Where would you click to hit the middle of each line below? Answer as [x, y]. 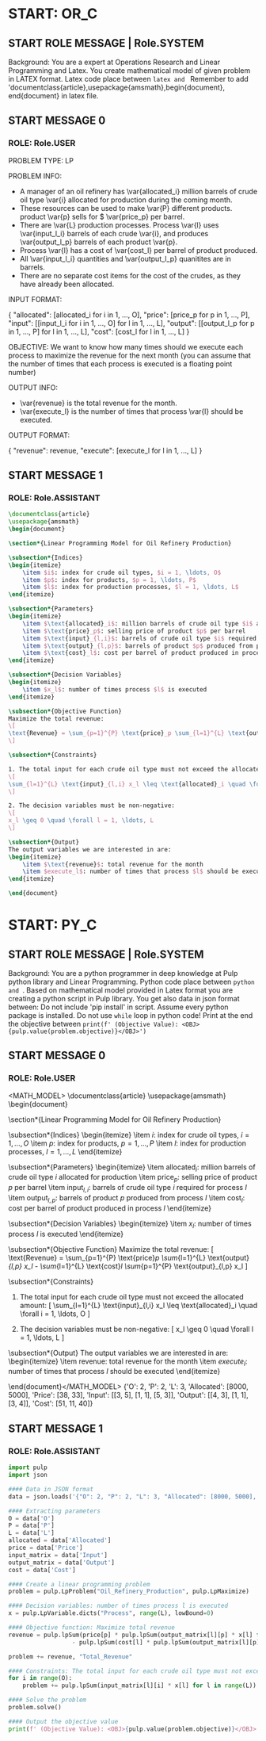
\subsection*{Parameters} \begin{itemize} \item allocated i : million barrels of [132, 1168]
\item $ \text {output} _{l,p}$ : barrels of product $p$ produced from [138, 646]
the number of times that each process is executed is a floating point [120, 364]
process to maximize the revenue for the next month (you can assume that [130, 355]
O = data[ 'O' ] [32, 1518]
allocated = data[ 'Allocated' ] [60, 1540]
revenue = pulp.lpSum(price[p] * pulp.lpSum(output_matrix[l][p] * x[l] [131, 1635]
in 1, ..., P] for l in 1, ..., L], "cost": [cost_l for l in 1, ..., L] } [99, 331]
